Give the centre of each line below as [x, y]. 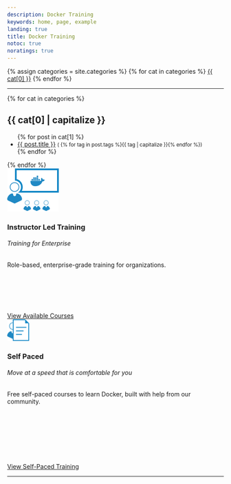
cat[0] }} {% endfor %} [40, 79]
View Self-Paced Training [43, 466]
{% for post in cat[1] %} [51, 137]
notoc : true [24, 44]
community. [24, 401]
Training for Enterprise [39, 243]
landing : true [27, 29]
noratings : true [30, 51]
